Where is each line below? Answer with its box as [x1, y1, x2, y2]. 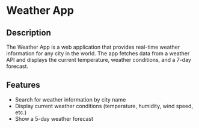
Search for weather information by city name [14, 96, 126, 103]
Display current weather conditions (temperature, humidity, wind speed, [14, 102, 194, 109]
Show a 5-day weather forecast [14, 115, 94, 122]
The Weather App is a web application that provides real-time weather [6, 43, 180, 50]
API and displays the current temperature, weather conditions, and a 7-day [6, 56, 191, 63]
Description [6, 28, 51, 38]
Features [6, 80, 40, 90]
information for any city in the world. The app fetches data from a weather [6, 50, 190, 57]
